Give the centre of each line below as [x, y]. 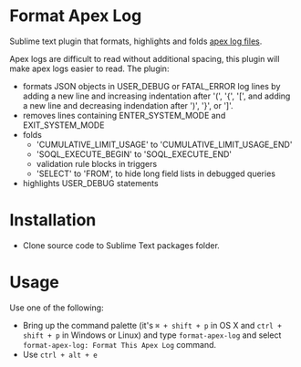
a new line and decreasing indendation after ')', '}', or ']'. [128, 105]
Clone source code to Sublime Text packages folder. [121, 245]
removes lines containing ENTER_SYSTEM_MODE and [124, 115]
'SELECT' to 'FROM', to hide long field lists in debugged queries [156, 173]
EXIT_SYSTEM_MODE [63, 125]
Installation [53, 220]
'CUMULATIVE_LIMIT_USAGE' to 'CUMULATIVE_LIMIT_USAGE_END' [164, 144]
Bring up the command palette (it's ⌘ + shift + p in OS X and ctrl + [152, 325]
